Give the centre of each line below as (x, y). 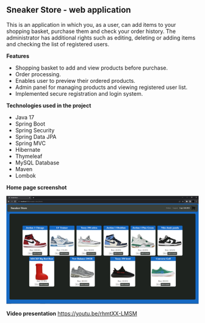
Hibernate (28, 149)
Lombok (26, 176)
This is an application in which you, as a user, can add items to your (91, 24)
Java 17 (25, 117)
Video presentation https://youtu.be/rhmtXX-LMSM (72, 314)
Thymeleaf (29, 156)
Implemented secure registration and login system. (79, 93)
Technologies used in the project (49, 105)
